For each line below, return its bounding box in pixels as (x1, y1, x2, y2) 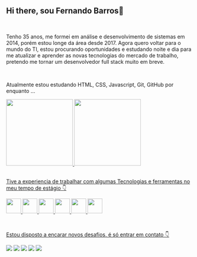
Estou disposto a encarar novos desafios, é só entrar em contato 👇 (6, 231, 170, 238)
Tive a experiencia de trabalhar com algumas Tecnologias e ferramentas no (6, 178, 190, 185)
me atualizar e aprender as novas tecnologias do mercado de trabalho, (6, 51, 179, 59)
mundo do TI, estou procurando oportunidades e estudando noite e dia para (6, 45, 192, 53)
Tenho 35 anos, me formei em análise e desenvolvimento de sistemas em (6, 33, 185, 40)
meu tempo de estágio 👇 (6, 184, 67, 191)
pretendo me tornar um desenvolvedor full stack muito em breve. (6, 58, 164, 65)
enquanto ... (6, 87, 35, 95)
